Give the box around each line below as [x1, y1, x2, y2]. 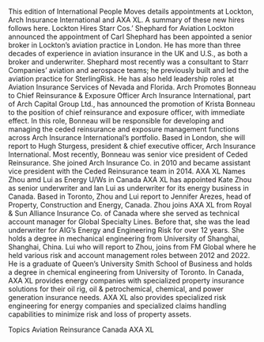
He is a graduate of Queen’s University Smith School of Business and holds [8, 259, 253, 268]
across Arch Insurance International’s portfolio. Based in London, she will [8, 133, 246, 142]
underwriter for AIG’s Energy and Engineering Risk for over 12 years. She [8, 226, 245, 234]
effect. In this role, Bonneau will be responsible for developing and [8, 116, 224, 125]
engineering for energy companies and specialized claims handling [8, 301, 227, 310]
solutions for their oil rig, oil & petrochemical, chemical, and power [8, 284, 224, 294]
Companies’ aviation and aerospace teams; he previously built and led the [8, 66, 249, 74]
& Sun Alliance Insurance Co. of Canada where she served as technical [8, 209, 239, 218]
